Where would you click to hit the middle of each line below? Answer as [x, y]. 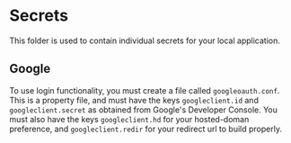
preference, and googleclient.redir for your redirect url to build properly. [146, 129]
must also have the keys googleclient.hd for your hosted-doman [129, 119]
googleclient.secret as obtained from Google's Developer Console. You [144, 110]
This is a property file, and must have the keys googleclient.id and [134, 100]
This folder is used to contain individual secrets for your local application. [145, 40]
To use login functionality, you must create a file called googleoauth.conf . [145, 90]
